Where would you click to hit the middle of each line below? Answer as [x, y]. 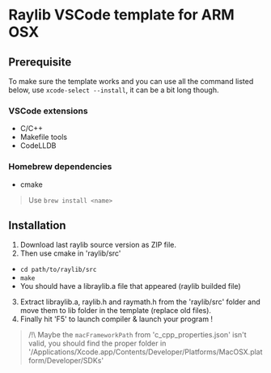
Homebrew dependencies [60, 167]
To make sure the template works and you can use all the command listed [131, 81]
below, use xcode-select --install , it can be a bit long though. [114, 90]
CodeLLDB [38, 146]
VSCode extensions [48, 111]
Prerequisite [40, 62]
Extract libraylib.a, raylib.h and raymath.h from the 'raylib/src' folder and [140, 302]
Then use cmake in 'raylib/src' [70, 253]
